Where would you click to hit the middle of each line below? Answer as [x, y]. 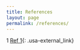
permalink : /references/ [38, 23]
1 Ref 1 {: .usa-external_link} [40, 41]
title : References [29, 12]
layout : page [23, 18]
